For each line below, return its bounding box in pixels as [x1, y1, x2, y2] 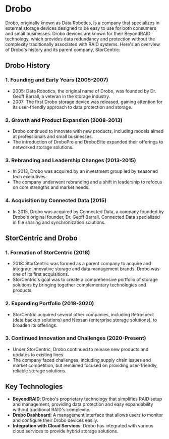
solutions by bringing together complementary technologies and [12, 282, 146, 288]
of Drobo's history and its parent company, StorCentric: [5, 46, 121, 53]
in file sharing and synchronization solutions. [12, 219, 106, 225]
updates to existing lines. [12, 352, 65, 358]
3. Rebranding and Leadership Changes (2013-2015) [5, 157, 136, 164]
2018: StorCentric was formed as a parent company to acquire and [12, 261, 151, 267]
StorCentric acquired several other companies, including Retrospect [12, 311, 154, 317]
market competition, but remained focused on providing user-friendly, [12, 362, 158, 368]
